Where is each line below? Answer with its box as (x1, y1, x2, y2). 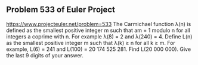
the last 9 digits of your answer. (6, 51, 83, 58)
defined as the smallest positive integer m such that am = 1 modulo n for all (6, 27, 191, 34)
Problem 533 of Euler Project (6, 5, 115, 15)
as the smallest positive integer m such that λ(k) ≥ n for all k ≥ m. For (6, 39, 176, 46)
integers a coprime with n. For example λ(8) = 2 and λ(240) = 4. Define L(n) (6, 32, 193, 40)
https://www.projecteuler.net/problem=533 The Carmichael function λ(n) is (6, 20, 191, 27)
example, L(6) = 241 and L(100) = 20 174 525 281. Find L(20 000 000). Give (6, 45, 191, 53)
